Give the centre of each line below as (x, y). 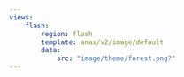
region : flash (67, 34)
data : (51, 50)
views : (21, 17)
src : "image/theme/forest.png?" (116, 58)
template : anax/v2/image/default (103, 42)
